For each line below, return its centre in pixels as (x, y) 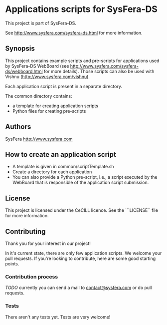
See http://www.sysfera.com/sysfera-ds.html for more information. (74, 33)
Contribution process (32, 276)
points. (12, 264)
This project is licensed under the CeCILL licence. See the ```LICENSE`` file (82, 210)
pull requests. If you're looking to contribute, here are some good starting (81, 258)
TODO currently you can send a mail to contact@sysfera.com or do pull (79, 288)
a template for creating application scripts (55, 106)
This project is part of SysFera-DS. (41, 23)
